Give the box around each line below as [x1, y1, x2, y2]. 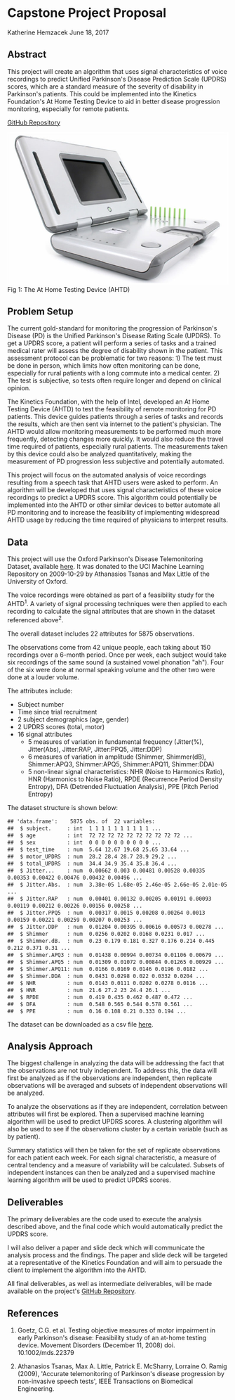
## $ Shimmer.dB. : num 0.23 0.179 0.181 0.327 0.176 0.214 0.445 [7, 937, 215, 944]
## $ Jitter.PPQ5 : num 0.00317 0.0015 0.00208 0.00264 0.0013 [7, 909, 206, 916]
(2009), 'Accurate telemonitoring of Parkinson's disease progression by [17, 1369, 224, 1377]
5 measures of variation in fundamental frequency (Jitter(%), [27, 737, 204, 746]
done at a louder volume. [7, 673, 79, 681]
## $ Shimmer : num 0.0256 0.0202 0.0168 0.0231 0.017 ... [7, 930, 206, 937]
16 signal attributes [17, 730, 72, 738]
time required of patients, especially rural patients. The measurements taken [7, 442, 228, 451]
